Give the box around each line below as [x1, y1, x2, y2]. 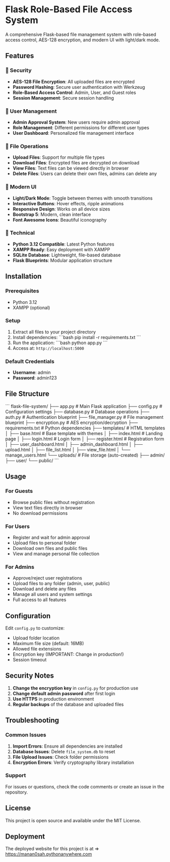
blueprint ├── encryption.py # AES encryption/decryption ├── [5, 419, 138, 425]
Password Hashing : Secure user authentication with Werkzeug [12, 84, 145, 90]
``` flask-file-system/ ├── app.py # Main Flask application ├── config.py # [5, 403, 163, 409]
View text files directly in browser [12, 505, 83, 511]
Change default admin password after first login [12, 690, 116, 697]
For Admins [5, 563, 35, 570]
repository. [5, 789, 28, 795]
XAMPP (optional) [12, 304, 50, 310]
